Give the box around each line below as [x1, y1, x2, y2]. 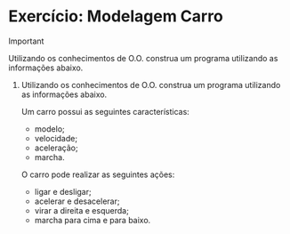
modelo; [34, 123, 65, 134]
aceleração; [34, 142, 78, 153]
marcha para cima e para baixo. [34, 214, 151, 225]
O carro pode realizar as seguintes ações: [20, 169, 175, 180]
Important [8, 36, 44, 46]
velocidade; [34, 133, 77, 143]
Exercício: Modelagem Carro [8, 6, 223, 27]
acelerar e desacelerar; [34, 196, 120, 206]
